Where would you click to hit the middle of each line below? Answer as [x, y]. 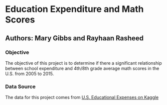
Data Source [20, 87]
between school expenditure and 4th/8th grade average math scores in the [82, 68]
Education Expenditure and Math [75, 9]
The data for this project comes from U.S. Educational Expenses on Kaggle [82, 98]
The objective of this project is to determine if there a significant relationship [83, 63]
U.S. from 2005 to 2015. [29, 74]
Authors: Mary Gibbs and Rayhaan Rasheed [74, 38]
